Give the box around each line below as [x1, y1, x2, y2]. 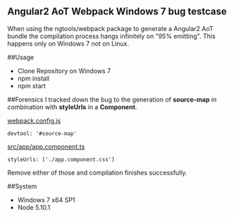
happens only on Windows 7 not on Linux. [7, 39, 129, 48]
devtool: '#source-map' [7, 130, 78, 137]
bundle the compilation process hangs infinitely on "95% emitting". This [7, 32, 216, 40]
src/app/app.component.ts [7, 142, 85, 151]
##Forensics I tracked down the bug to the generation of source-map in [7, 95, 217, 104]
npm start [17, 81, 46, 90]
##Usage [7, 53, 35, 61]
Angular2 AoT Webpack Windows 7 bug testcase [7, 6, 227, 18]
